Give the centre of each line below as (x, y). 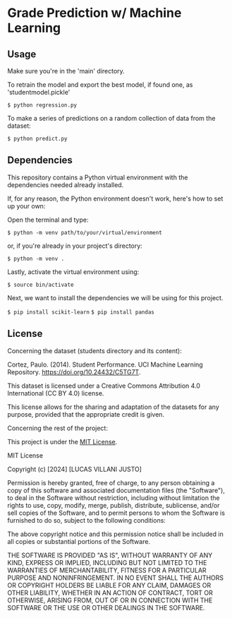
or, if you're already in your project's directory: (75, 246)
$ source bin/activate (41, 285)
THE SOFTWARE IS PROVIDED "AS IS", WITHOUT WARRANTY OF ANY (110, 555)
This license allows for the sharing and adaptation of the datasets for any (114, 407)
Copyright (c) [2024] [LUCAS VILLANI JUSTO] (75, 469)
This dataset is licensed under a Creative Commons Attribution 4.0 (104, 386)
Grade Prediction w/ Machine (94, 13)
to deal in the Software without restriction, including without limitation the (114, 498)
